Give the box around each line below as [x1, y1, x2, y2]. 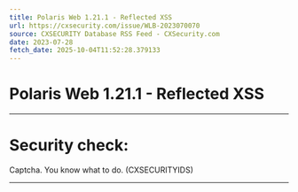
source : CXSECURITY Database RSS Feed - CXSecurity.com [9, 29, 220, 38]
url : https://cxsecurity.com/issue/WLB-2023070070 [9, 21, 200, 30]
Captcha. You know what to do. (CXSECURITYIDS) [9, 165, 193, 175]
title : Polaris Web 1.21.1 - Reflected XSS [9, 12, 173, 22]
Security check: [9, 135, 129, 156]
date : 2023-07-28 [9, 37, 74, 47]
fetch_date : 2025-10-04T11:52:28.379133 [9, 46, 161, 55]
